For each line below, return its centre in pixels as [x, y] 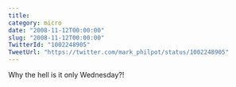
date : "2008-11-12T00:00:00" [56, 30]
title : [19, 15]
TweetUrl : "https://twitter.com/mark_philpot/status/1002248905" [118, 52]
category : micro [35, 23]
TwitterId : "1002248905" [49, 45]
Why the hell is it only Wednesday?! [66, 75]
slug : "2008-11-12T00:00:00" [56, 38]
